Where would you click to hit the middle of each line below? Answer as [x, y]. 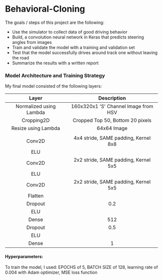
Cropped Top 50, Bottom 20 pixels [112, 120]
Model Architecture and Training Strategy [55, 75]
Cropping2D [36, 120]
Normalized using [36, 107]
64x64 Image [112, 129]
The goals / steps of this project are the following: [55, 22]
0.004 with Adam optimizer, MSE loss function [51, 272]
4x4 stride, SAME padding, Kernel [112, 138]
